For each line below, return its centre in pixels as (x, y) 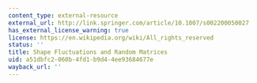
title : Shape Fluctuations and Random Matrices (88, 52)
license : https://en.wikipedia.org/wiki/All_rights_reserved (111, 38)
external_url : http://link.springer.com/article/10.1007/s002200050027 (128, 23)
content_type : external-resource (63, 15)
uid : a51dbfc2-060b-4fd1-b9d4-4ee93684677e (81, 60)
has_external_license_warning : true (68, 30)
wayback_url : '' (35, 67)
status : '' (26, 45)
